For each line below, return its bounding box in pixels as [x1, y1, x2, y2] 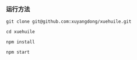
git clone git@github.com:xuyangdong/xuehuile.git [6, 19, 132, 24]
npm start [6, 50, 30, 55]
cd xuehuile [6, 29, 35, 35]
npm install [6, 39, 35, 45]
